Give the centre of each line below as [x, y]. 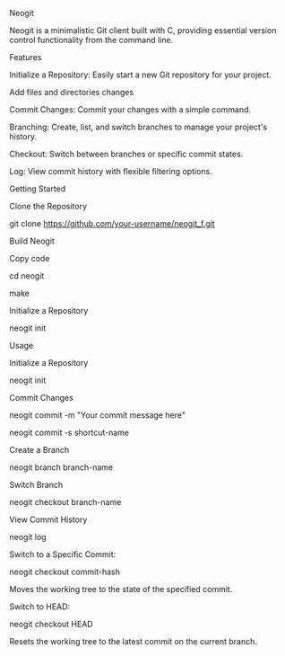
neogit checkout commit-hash [65, 572]
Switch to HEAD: [39, 607]
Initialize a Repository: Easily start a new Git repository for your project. [140, 75]
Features [26, 57]
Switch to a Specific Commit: [63, 554]
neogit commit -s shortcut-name [69, 432]
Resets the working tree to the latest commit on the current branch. [134, 641]
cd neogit [27, 276]
